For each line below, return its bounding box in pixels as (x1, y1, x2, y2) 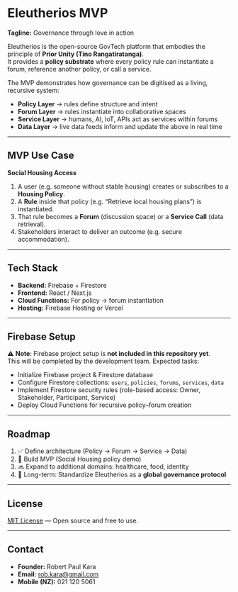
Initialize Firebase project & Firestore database (17, 371, 154, 379)
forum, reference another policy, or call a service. (7, 65, 152, 73)
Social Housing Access (7, 168, 76, 177)
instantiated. (17, 204, 55, 213)
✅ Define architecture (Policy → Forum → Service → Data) (17, 447, 188, 455)
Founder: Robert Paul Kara (17, 562, 96, 571)
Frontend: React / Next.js (17, 289, 92, 297)
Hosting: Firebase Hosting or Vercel (17, 303, 123, 312)
